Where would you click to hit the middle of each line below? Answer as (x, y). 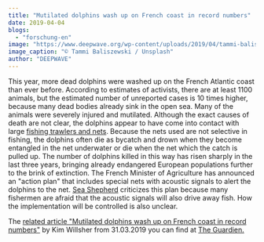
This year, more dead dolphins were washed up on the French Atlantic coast (132, 81)
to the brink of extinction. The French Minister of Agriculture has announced (131, 172)
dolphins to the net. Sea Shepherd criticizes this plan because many (118, 190)
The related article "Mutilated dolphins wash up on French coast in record (127, 221)
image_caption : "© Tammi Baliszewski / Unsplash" (91, 52)
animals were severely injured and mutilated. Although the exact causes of (129, 114)
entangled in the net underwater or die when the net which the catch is (123, 148)
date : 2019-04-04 (37, 23)
